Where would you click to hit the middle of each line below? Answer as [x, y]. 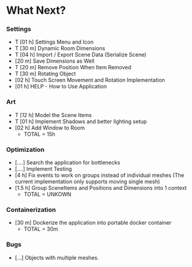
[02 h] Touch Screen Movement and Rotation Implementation [90, 80]
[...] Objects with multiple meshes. [57, 257]
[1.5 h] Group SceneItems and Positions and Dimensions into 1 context [101, 188]
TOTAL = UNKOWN [47, 194]
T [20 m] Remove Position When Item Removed [73, 67]
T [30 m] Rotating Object [45, 74]
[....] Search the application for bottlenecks [67, 162]
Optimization [25, 149]
